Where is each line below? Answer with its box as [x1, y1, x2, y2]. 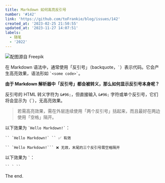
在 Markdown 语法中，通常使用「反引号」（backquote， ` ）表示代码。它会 [5, 64, 155, 70]
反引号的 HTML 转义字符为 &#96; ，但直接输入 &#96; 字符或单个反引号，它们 [5, 91, 159, 97]
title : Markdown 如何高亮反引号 [5, 7, 67, 12]
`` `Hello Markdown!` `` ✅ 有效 [5, 136, 71, 140]
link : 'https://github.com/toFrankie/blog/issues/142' [5, 16, 121, 21]
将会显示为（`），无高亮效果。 [5, 97, 65, 103]
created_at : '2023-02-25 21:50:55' [5, 21, 79, 26]
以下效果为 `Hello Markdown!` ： [5, 125, 70, 131]
